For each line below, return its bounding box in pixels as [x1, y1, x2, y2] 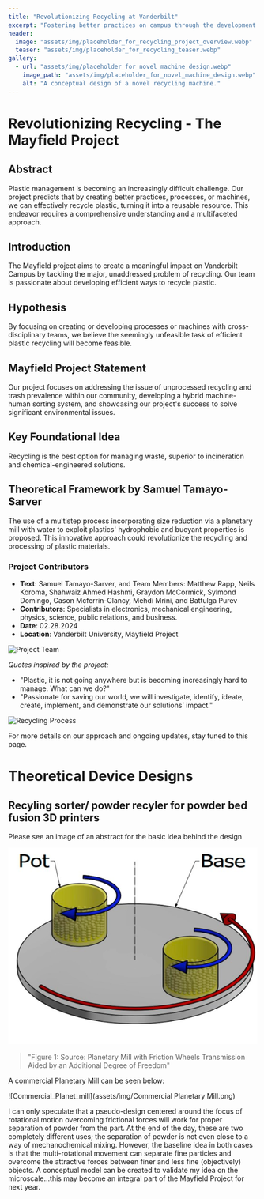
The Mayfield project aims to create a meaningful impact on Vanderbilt [8, 261, 239, 270]
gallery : [8, 55, 37, 62]
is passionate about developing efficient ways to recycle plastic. [8, 277, 217, 288]
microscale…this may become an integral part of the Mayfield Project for [8, 1174, 245, 1183]
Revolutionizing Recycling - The [8, 115, 222, 132]
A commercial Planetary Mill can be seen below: [8, 1076, 165, 1085]
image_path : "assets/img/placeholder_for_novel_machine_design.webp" [22, 71, 257, 79]
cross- [228, 322, 249, 331]
